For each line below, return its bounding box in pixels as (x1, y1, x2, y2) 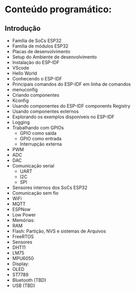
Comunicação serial (12, 163, 55, 169)
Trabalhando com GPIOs (12, 124, 64, 131)
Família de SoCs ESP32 (12, 37, 62, 44)
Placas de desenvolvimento (12, 49, 71, 54)
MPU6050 (12, 255, 34, 261)
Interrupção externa (19, 141, 62, 147)
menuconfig (12, 87, 38, 93)
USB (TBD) (12, 283, 35, 288)
